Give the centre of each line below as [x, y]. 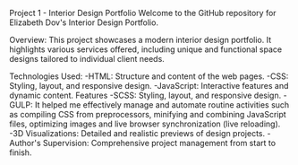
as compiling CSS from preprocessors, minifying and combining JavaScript [148, 114]
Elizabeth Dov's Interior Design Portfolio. [84, 22]
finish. [21, 152]
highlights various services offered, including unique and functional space [146, 49]
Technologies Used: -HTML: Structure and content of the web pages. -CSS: [149, 76]
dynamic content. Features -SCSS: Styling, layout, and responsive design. [145, 95]
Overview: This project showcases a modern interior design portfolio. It [140, 40]
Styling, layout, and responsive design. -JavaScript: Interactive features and [149, 86]
